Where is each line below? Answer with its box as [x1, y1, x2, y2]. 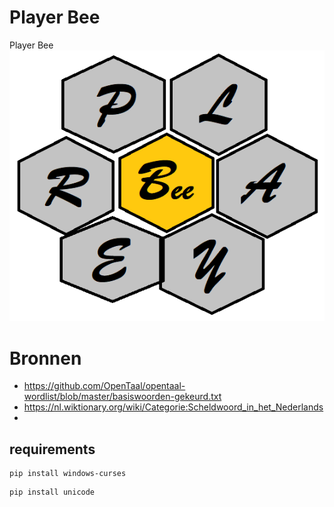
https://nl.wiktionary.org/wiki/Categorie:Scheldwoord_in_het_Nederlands [23, 401, 324, 413]
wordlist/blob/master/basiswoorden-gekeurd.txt [23, 391, 222, 403]
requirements [9, 441, 96, 458]
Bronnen [9, 347, 82, 370]
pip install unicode [9, 487, 96, 498]
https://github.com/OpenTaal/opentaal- [23, 380, 186, 392]
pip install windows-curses [9, 469, 127, 479]
